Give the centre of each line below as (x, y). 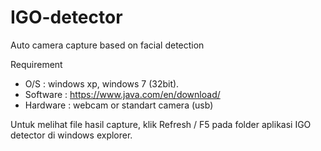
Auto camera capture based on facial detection (107, 45)
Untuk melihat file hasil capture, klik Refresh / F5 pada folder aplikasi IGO (161, 124)
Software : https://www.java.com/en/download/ (122, 94)
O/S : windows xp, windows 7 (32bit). (102, 83)
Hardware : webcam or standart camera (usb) (119, 105)
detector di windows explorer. (71, 135)
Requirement (36, 64)
